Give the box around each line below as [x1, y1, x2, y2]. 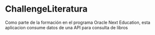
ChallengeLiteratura [5, 3, 88, 15]
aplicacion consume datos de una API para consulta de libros [5, 24, 128, 30]
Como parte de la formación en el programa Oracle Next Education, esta [5, 19, 151, 25]
